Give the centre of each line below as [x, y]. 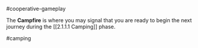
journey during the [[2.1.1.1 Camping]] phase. [61, 27]
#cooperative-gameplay [36, 9]
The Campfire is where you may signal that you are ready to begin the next [99, 20]
